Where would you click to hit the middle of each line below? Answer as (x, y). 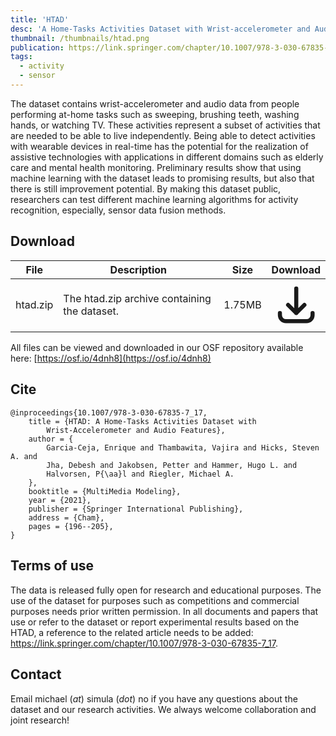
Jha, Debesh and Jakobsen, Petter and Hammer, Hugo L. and (172, 465)
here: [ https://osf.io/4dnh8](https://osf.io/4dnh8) (111, 358)
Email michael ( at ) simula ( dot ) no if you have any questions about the (154, 698)
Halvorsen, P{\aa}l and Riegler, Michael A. (140, 474)
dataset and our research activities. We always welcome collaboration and (163, 709)
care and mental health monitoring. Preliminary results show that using (156, 167)
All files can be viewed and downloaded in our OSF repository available (157, 348)
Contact (36, 674)
